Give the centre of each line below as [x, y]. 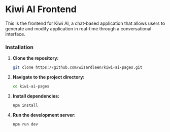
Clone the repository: [36, 58]
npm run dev [25, 124]
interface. [15, 34]
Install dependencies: [36, 96]
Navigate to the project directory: [48, 77]
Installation [20, 47]
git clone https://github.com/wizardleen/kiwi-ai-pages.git [77, 68]
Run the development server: [44, 115]
